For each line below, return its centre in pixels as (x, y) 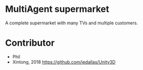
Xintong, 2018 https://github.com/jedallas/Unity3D (64, 62)
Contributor (30, 43)
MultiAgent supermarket (57, 9)
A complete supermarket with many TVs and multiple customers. (71, 23)
